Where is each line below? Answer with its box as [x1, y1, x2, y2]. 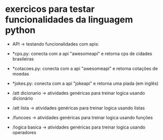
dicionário [12, 95, 33, 101]
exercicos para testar [5, 3, 95, 15]
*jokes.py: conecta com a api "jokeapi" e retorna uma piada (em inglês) [12, 80, 159, 86]
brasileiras [12, 56, 34, 62]
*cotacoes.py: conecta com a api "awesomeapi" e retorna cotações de [12, 66, 158, 71]
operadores [12, 129, 36, 135]
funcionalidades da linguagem [5, 14, 133, 25]
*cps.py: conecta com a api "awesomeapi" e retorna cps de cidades [12, 51, 153, 57]
